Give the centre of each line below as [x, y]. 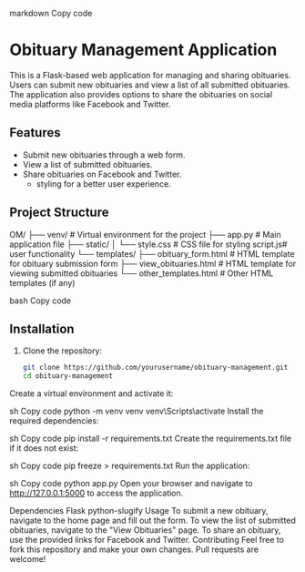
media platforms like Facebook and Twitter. [90, 104]
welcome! [28, 559]
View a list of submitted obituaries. [87, 164]
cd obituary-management [68, 376]
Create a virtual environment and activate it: [91, 393]
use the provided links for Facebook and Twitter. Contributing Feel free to [147, 540]
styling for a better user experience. [103, 184]
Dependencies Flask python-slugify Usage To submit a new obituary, [139, 511]
